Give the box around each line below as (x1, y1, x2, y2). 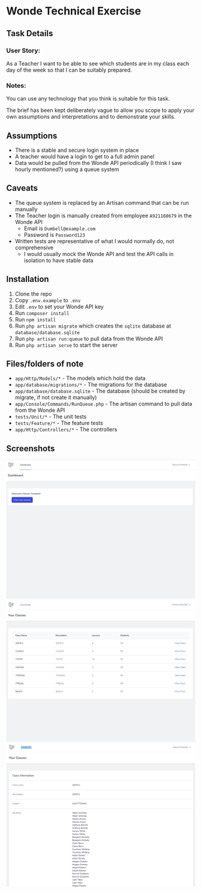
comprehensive (14, 244, 54, 251)
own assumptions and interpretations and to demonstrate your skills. (6, 113, 176, 120)
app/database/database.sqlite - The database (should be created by (14, 387, 186, 395)
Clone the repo (14, 290, 52, 297)
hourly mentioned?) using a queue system (14, 166, 119, 173)
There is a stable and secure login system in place (14, 146, 139, 154)
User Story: (6, 46, 41, 55)
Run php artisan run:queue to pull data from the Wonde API (14, 335, 163, 342)
